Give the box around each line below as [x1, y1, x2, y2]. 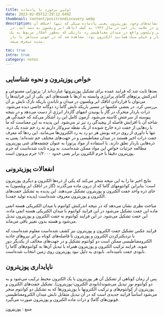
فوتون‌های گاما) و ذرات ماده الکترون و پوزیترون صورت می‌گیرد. [5, 296, 119, 302]
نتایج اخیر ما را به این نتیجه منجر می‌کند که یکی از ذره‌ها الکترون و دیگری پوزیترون [5, 178, 151, 183]
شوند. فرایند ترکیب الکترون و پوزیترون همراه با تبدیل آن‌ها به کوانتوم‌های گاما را [5, 243, 147, 249]
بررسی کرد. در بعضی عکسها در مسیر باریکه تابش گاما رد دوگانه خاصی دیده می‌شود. [5, 104, 157, 110]
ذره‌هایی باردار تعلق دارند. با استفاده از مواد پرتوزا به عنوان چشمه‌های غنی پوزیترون [5, 140, 155, 146]
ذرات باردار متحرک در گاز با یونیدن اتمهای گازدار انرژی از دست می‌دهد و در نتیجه [5, 109, 150, 115]
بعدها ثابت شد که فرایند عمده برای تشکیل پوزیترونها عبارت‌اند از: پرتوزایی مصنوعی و [5, 88, 158, 94]
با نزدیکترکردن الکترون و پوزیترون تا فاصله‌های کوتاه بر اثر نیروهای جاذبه [5, 233, 135, 239]
